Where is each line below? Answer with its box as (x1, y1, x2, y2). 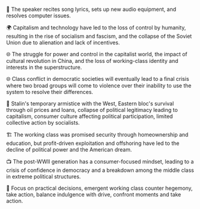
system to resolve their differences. (6, 89, 94, 95)
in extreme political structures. (6, 173, 81, 180)
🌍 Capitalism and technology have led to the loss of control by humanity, (6, 24, 186, 31)
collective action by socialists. (6, 119, 80, 126)
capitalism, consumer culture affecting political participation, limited (6, 113, 173, 120)
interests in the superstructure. (6, 63, 82, 71)
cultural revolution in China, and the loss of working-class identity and (6, 57, 179, 64)
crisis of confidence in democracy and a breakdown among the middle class (6, 166, 194, 174)
